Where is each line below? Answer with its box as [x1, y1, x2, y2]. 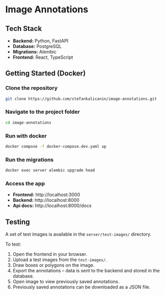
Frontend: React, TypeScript [12, 54, 73, 60]
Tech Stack [5, 24, 42, 33]
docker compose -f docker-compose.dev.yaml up [5, 144, 107, 149]
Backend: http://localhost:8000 [12, 197, 79, 203]
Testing [5, 217, 30, 226]
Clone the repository [5, 84, 58, 92]
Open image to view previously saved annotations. [12, 279, 119, 285]
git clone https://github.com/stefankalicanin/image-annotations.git [5, 96, 157, 101]
